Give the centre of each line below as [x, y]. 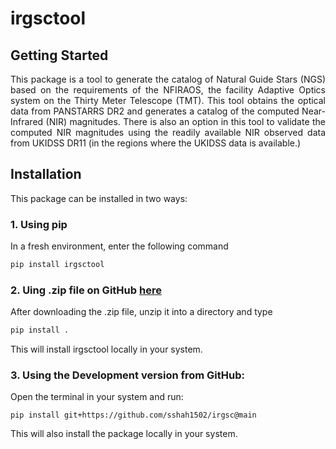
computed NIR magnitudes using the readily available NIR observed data [168, 132]
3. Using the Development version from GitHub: [128, 375]
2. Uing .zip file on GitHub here [86, 290]
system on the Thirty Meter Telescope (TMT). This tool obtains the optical [168, 100]
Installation [46, 174]
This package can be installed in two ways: [99, 198]
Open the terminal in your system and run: [97, 397]
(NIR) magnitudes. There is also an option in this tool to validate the [185, 121]
